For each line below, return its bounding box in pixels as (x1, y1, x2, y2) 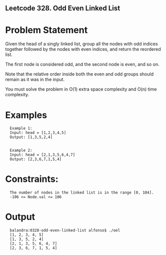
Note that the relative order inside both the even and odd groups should (5, 71, 154, 77)
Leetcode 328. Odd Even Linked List (5, 4, 120, 13)
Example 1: (10, 126, 33, 131)
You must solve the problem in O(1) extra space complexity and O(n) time (5, 86, 157, 92)
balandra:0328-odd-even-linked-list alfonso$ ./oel (10, 228, 121, 233)
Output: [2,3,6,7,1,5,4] (10, 157, 62, 162)
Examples (5, 109, 47, 120)
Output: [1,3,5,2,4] (10, 135, 53, 140)
